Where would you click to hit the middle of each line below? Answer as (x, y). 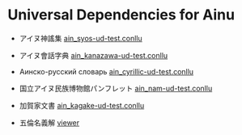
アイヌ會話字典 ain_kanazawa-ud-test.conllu (93, 55)
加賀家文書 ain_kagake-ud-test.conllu (82, 105)
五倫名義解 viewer (49, 122)
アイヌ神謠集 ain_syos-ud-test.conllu (81, 38)
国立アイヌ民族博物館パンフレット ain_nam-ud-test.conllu (116, 88)
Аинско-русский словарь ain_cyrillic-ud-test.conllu (106, 71)
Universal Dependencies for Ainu (121, 15)
